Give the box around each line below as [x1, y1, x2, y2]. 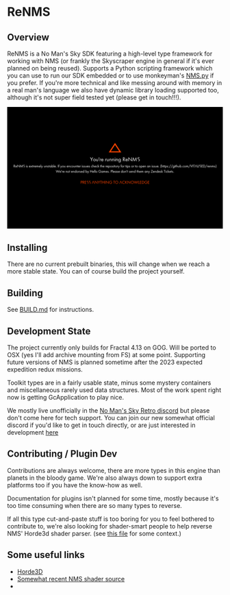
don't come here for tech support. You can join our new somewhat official [7, 413, 216, 422]
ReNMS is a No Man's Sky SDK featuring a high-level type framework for [7, 49, 213, 58]
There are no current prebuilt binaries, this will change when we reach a [7, 260, 210, 268]
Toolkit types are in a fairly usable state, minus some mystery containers [7, 378, 212, 387]
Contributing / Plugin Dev [7, 448, 118, 460]
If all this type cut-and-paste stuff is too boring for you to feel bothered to [7, 515, 214, 523]
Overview [7, 32, 50, 43]
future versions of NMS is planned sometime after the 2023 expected [7, 358, 203, 366]
